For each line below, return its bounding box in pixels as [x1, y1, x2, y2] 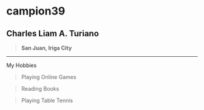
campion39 [6, 4, 66, 18]
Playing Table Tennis [21, 97, 73, 104]
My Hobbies [6, 62, 37, 69]
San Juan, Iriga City [21, 44, 72, 51]
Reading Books [21, 85, 59, 92]
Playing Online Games [21, 74, 77, 80]
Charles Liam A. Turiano [6, 28, 99, 39]
